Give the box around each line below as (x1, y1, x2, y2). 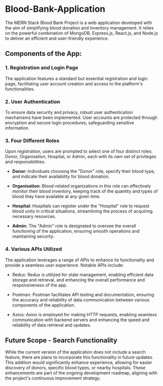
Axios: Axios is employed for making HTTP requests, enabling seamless (12, 311, 157, 317)
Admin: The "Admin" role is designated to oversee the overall (12, 223, 136, 229)
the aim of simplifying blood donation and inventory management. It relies (5, 25, 154, 30)
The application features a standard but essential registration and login (5, 75, 148, 82)
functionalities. (5, 86, 35, 92)
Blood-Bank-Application (5, 3, 106, 15)
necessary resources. (12, 214, 56, 220)
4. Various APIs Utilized (5, 246, 62, 252)
